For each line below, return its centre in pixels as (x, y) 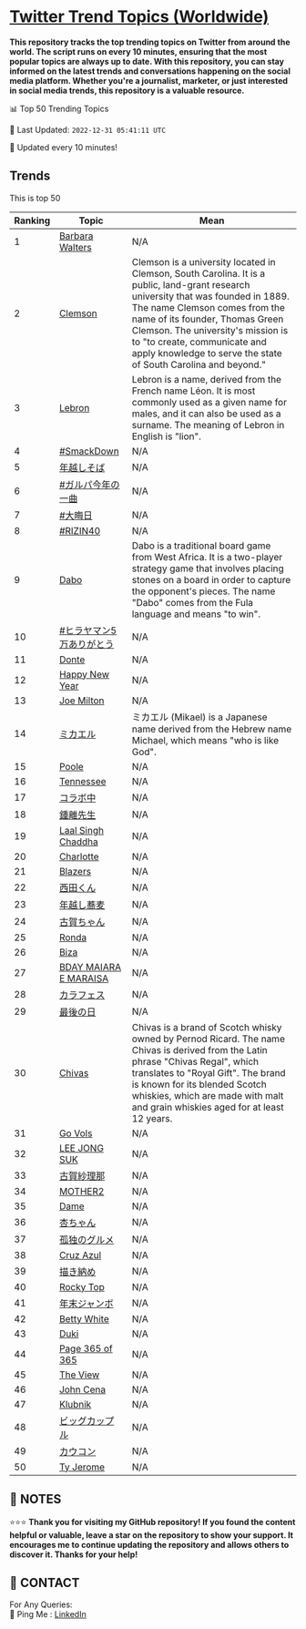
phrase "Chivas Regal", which (195, 1061)
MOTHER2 (82, 1191)
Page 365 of (86, 1348)
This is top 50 (35, 198)
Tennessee (82, 781)
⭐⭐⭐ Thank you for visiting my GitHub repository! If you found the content (153, 1521)
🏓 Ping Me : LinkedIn (48, 1614)
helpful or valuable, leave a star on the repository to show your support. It (152, 1535)
